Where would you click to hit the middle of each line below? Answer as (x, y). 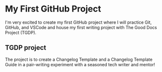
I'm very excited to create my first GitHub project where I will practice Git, (78, 22)
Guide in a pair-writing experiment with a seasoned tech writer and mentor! (80, 64)
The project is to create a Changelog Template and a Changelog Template (79, 59)
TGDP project (26, 48)
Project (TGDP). (21, 32)
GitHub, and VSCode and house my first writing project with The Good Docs (81, 27)
